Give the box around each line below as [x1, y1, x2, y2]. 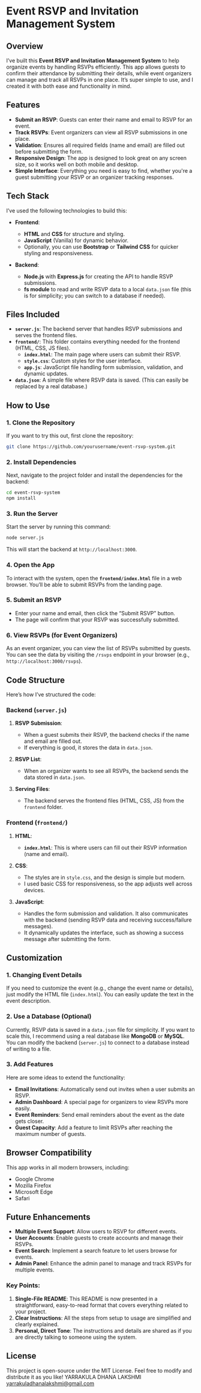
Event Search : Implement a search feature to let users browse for [14, 1247, 178, 1255]
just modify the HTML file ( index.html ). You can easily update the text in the [6, 991, 194, 998]
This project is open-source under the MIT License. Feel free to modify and [6, 1367, 192, 1374]
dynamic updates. [23, 370, 69, 377]
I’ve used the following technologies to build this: [6, 206, 127, 214]
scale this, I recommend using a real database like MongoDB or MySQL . [6, 1032, 185, 1040]
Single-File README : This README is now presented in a [14, 1295, 158, 1302]
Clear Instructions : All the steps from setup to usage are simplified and [14, 1314, 192, 1321]
